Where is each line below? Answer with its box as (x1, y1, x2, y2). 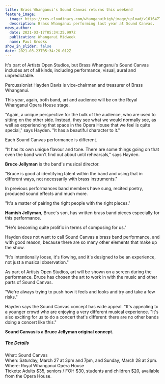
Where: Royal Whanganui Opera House (5, 363, 84, 369)
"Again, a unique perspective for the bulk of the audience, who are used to (5, 111, 156, 117)
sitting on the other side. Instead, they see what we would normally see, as (5, 117, 156, 123)
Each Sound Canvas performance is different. (5, 136, 97, 143)
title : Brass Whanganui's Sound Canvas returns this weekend (5, 7, 133, 12)
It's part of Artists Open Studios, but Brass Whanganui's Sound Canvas (5, 62, 149, 68)
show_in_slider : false (5, 44, 52, 49)
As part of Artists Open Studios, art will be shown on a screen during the (5, 269, 152, 275)
